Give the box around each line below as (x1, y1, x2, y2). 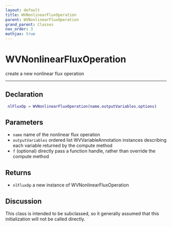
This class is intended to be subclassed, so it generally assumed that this (5, 211, 160, 217)
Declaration (5, 90, 44, 99)
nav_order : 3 (5, 27, 33, 32)
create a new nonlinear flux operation (5, 70, 84, 77)
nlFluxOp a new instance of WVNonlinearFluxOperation (12, 182, 129, 188)
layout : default (5, 7, 40, 13)
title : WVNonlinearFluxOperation (5, 12, 77, 17)
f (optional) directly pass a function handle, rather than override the (12, 148, 156, 154)
